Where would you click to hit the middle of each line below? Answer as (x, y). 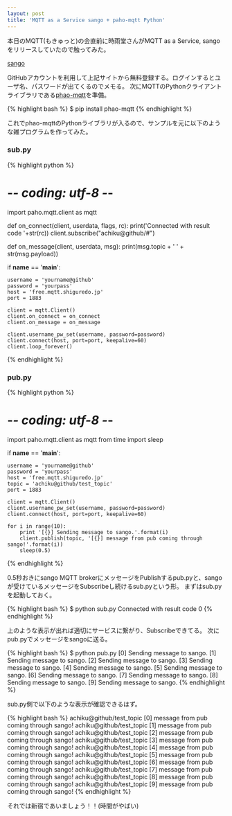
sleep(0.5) (35, 550)
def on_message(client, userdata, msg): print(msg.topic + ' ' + (96, 246)
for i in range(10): (37, 526)
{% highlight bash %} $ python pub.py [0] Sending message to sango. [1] (112, 653)
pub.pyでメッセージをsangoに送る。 (59, 639)
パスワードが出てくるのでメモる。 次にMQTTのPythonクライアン (123, 86)
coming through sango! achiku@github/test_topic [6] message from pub (110, 762)
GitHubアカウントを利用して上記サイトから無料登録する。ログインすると (111, 78)
